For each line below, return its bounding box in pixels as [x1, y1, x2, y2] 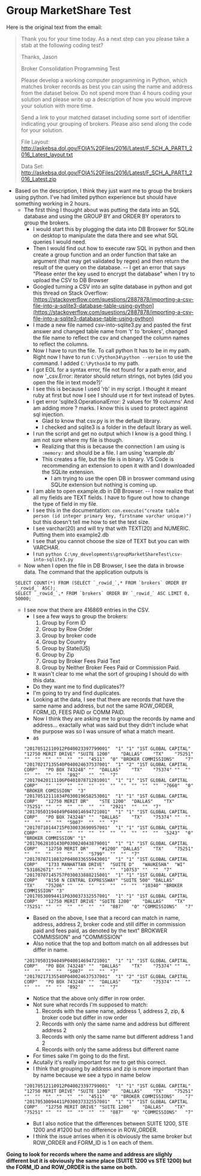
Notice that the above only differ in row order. [32, 994, 146, 1002]
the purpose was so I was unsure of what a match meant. [32, 727, 175, 734]
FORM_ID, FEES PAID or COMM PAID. [32, 708, 125, 716]
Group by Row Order [41, 625, 93, 632]
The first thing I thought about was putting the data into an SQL [23, 206, 180, 214]
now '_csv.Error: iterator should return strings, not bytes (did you [32, 372, 193, 380]
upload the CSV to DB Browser [32, 276, 109, 283]
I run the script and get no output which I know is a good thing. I [32, 429, 191, 437]
